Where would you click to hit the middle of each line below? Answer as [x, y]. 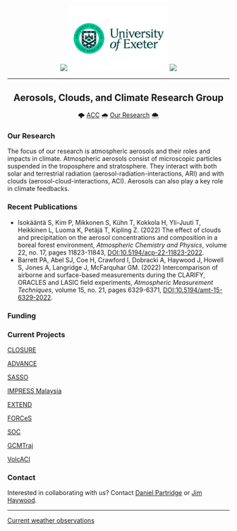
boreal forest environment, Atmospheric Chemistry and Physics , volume [122, 245]
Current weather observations [51, 520]
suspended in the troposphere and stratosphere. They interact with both [112, 166]
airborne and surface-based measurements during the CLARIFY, [111, 275]
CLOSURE [22, 350]
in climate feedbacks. [38, 189]
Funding [22, 315]
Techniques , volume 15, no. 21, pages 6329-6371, [90, 290]
